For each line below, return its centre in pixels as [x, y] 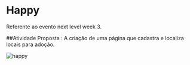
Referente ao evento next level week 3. [54, 27]
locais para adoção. [30, 44]
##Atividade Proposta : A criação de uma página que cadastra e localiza [95, 38]
